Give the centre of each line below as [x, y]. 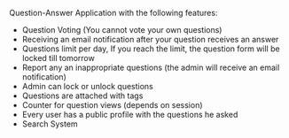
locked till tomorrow [58, 58]
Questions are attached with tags [82, 96]
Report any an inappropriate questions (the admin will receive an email [151, 67]
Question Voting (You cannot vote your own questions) [122, 30]
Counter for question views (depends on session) [112, 105]
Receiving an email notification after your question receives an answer [150, 39]
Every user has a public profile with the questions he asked [130, 115]
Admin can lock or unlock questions [87, 86]
